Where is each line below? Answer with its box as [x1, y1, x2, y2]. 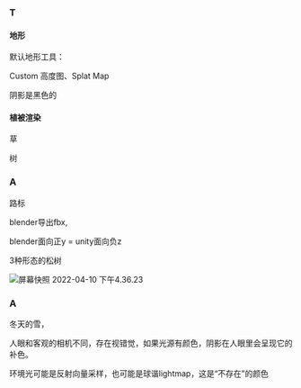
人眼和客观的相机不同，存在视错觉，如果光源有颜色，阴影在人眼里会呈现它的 [9, 338, 293, 348]
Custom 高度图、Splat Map [9, 70, 110, 82]
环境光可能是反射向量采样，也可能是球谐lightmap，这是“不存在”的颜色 [9, 367, 270, 379]
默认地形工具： [9, 51, 65, 62]
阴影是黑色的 [9, 90, 57, 101]
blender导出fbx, [9, 216, 68, 227]
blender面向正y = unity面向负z [9, 236, 122, 247]
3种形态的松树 [9, 255, 62, 266]
